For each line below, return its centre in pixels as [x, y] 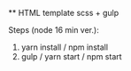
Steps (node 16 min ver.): [54, 30]
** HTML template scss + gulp [64, 13]
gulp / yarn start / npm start [71, 56]
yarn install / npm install [64, 47]
